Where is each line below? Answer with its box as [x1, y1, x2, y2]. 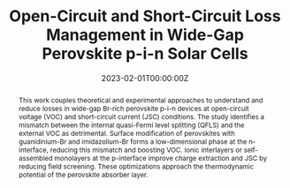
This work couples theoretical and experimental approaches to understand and [18, 95, 263, 105]
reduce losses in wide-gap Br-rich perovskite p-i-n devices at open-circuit [18, 103, 249, 113]
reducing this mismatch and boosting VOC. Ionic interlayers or [50, 145, 242, 154]
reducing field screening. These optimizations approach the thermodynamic [18, 162, 255, 171]
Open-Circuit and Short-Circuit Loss [9, 6, 281, 26]
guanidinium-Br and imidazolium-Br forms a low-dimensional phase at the [18, 137, 248, 147]
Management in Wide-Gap [46, 25, 244, 45]
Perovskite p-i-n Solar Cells [42, 44, 248, 64]
